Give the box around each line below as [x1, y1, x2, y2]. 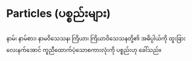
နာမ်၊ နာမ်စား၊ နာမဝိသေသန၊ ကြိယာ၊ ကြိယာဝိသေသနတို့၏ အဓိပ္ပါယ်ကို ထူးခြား [6, 35, 186, 42]
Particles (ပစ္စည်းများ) [6, 7, 111, 20]
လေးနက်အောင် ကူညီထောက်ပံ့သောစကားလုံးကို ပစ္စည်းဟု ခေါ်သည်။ [6, 46, 162, 53]
